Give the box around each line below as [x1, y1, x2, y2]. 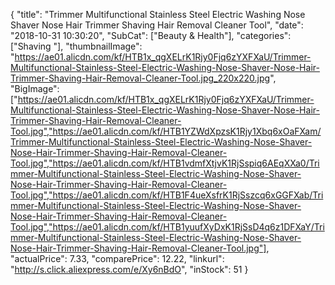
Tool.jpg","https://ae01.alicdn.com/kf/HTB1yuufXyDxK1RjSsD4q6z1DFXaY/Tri [10, 221, 325, 233]
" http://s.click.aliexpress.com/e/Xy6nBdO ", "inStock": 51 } [10, 264, 249, 275]
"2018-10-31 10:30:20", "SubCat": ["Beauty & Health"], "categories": [10, 30, 292, 41]
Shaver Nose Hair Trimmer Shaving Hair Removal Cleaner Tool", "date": [10, 19, 304, 31]
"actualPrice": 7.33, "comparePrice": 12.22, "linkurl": [10, 253, 225, 264]
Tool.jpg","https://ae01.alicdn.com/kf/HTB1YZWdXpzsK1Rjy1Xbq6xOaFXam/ [10, 125, 322, 137]
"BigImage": [10, 83, 60, 94]
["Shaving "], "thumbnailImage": [10, 40, 143, 52]
